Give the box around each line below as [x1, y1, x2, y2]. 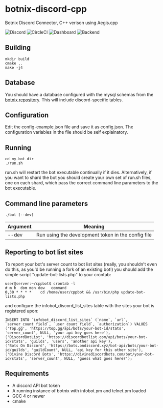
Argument [7, 223, 32, 230]
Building [5, 43, 31, 52]
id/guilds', [5, 348, 29, 352]
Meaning [83, 223, 105, 230]
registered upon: [5, 308, 39, 314]
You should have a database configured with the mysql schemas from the [5, 91, 154, 97]
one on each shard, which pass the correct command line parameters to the [5, 180, 158, 186]
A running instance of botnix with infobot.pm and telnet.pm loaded [12, 387, 146, 394]
